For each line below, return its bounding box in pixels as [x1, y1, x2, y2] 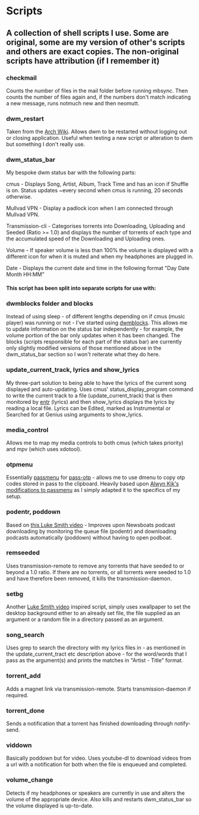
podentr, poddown [6, 507, 61, 516]
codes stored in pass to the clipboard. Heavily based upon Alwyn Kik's [6, 480, 179, 487]
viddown [6, 741, 32, 749]
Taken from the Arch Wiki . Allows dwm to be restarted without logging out [6, 128, 187, 135]
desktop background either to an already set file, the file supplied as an [6, 610, 181, 617]
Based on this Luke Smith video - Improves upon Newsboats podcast [6, 521, 175, 528]
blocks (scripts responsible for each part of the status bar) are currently [6, 338, 182, 346]
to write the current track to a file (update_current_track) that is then [6, 391, 173, 399]
